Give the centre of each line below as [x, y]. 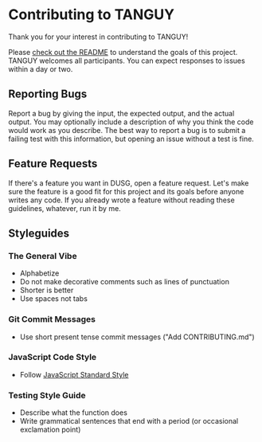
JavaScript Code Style [53, 358]
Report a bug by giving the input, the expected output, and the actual [121, 113]
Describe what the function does [73, 413]
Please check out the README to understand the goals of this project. [123, 52]
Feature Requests [53, 164]
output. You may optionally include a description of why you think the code [131, 122]
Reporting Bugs [48, 94]
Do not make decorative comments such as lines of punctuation [124, 282]
